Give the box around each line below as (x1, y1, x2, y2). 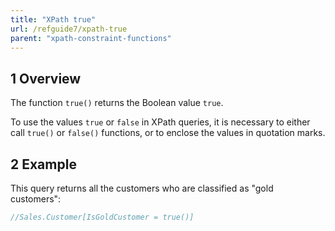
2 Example (10, 156, 77, 173)
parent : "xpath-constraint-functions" (10, 33, 172, 43)
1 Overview (10, 70, 82, 87)
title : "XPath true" (10, 14, 97, 25)
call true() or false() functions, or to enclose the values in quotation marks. (10, 127, 326, 139)
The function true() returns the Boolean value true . (10, 97, 224, 109)
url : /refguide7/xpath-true (10, 24, 128, 34)
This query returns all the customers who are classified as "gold (10, 182, 274, 194)
